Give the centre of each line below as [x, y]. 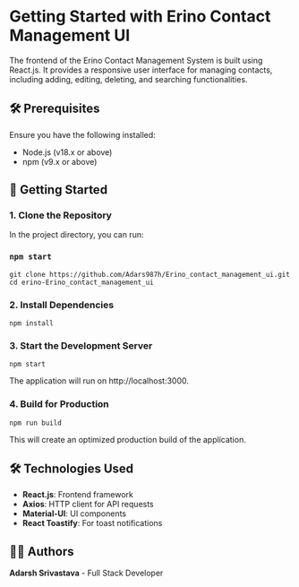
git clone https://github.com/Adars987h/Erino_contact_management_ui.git [150, 274]
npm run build [36, 423]
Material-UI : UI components [74, 514]
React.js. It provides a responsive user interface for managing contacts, [141, 70]
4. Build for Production [59, 404]
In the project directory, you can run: [77, 235]
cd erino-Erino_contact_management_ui [81, 282]
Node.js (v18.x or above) [67, 152]
